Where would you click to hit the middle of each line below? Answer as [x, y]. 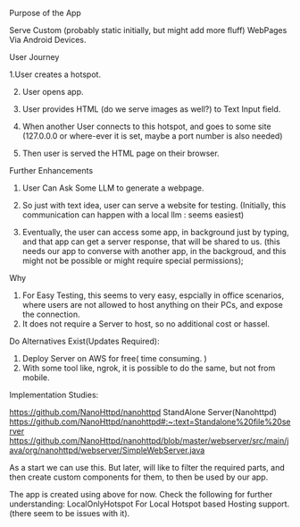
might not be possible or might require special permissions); [133, 260]
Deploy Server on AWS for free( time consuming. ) [114, 358]
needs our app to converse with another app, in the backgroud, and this [154, 251]
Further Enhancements [51, 170]
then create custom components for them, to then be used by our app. [139, 477]
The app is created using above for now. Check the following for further [141, 494]
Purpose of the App [46, 13]
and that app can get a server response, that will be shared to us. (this [151, 242]
